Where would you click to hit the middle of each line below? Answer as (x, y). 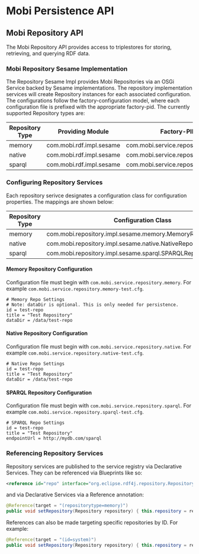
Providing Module (84, 132)
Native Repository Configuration (47, 333)
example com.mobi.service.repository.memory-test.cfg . (75, 289)
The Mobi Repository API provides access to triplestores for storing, (89, 47)
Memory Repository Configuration (49, 269)
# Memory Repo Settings (36, 299)
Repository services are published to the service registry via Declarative (94, 466)
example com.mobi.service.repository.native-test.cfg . (75, 353)
